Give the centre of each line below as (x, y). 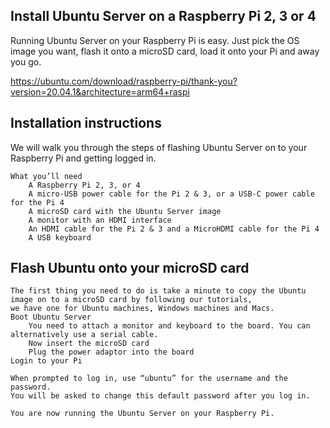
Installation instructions (86, 123)
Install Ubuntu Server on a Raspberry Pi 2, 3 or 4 (163, 16)
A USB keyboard (60, 237)
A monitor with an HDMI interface (100, 220)
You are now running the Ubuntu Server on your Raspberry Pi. (142, 414)
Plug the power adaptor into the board (111, 352)
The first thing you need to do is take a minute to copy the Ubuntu (158, 291)
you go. (26, 61)
